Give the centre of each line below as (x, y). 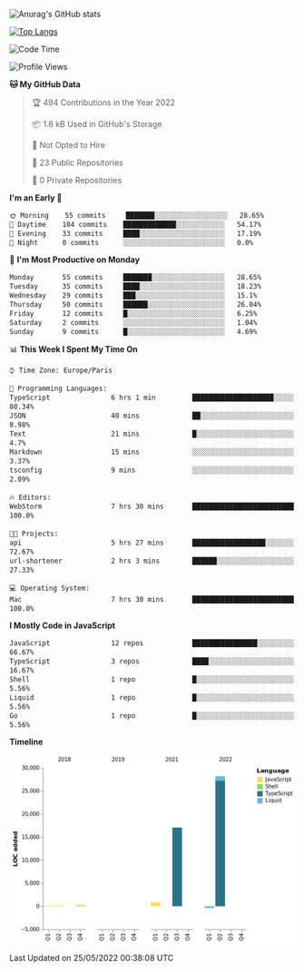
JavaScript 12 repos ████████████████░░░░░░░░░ (152, 643)
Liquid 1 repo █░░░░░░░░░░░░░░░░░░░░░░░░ (152, 698)
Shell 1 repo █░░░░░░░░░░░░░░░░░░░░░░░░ (152, 680)
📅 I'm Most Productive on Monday (75, 260)
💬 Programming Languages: (58, 388)
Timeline (26, 741)
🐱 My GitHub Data (45, 84)
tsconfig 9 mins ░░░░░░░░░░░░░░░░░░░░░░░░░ (152, 470)
